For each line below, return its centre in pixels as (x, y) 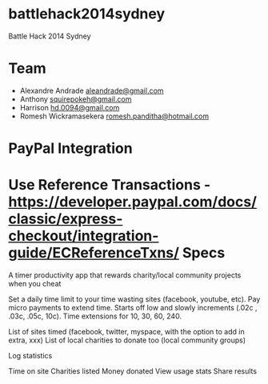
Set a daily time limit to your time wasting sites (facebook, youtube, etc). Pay (134, 299)
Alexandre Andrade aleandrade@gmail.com (92, 90)
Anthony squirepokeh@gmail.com (76, 99)
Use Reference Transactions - (110, 185)
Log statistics (30, 356)
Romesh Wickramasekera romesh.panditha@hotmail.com (114, 116)
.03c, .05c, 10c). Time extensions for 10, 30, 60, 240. (95, 316)
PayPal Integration (71, 148)
